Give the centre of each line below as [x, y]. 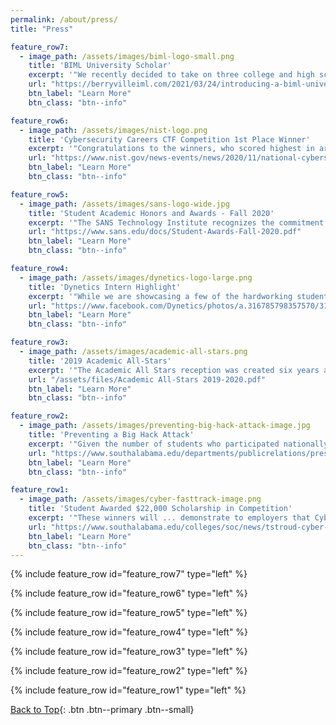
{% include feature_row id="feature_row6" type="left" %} [129, 593]
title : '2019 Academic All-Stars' [100, 361]
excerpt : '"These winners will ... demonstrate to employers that [169, 518]
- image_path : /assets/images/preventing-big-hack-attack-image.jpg [165, 426]
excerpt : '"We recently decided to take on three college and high [171, 75]
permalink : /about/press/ [64, 19]
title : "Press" [42, 29]
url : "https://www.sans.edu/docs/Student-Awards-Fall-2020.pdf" [165, 232]
